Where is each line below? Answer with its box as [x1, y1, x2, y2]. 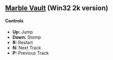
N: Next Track [12, 45, 41, 51]
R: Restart [12, 39, 33, 45]
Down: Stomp [12, 34, 41, 40]
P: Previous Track [12, 50, 49, 56]
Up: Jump [12, 29, 33, 35]
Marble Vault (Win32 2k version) [5, 4, 109, 12]
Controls [5, 17, 24, 24]
